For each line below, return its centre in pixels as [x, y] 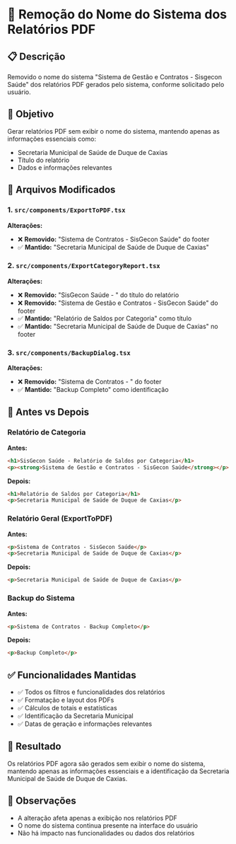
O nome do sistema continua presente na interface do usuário [107, 825]
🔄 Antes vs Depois [48, 412]
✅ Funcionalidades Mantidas [72, 675]
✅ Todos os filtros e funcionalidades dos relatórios [91, 692]
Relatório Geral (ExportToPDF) [60, 519]
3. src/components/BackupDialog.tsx [69, 352]
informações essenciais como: [52, 139]
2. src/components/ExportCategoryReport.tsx [84, 266]
